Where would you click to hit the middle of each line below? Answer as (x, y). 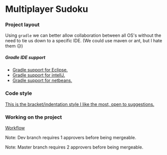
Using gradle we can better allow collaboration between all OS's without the (83, 35)
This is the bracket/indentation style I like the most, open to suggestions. (80, 104)
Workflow (15, 128)
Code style (19, 93)
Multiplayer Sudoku (47, 9)
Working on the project (34, 117)
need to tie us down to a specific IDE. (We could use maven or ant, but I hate (84, 41)
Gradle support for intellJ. (39, 75)
